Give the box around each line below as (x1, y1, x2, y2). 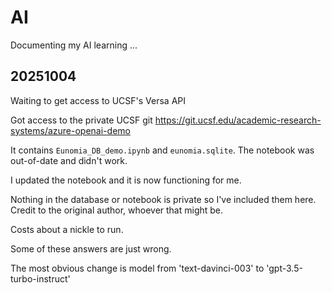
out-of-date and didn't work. (10, 154, 128, 166)
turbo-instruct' (10, 272, 71, 285)
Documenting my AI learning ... (10, 39, 138, 51)
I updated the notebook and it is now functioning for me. (10, 174, 242, 186)
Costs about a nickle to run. (10, 223, 124, 235)
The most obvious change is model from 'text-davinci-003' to (10, 262, 265, 274)
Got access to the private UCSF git (10, 114, 153, 126)
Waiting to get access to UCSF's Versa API (10, 94, 186, 106)
